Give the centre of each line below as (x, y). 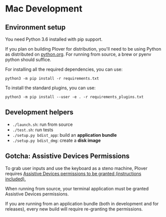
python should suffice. (28, 60)
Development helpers (39, 113)
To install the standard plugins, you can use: (50, 88)
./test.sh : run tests (33, 130)
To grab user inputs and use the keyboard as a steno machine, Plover (77, 168)
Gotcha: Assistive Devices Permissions (67, 156)
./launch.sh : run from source (43, 124)
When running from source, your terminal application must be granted (77, 188)
